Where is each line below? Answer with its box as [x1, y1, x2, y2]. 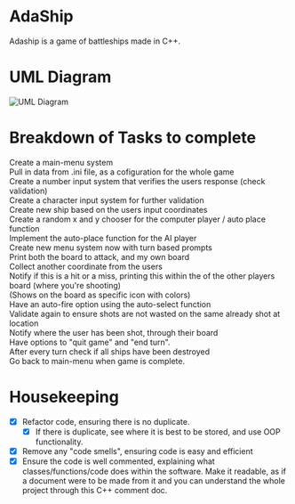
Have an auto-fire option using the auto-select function [9, 298, 211, 309]
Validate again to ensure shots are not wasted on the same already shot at [9, 308, 281, 319]
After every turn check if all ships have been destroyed [9, 345, 211, 357]
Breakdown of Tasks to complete [9, 127, 257, 148]
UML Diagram [9, 67, 112, 87]
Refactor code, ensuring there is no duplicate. [21, 416, 190, 427]
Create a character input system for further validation [9, 194, 204, 206]
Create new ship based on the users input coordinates [9, 204, 208, 215]
